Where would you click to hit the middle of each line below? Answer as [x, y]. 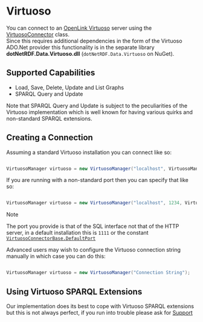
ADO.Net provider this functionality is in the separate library [81, 47]
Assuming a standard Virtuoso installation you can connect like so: [89, 152]
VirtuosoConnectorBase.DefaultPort [51, 239]
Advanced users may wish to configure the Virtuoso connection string [94, 250]
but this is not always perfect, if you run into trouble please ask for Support [100, 313]
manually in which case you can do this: [56, 257]
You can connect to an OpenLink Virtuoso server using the [79, 28]
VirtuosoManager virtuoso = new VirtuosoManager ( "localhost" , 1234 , [94, 203]
